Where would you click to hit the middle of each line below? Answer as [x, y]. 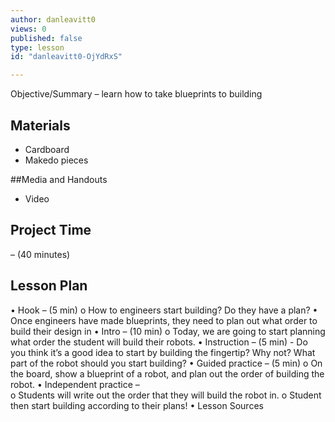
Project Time [51, 230]
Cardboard [47, 149]
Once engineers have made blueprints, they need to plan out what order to [164, 320]
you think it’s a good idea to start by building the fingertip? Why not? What [163, 352]
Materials [40, 125]
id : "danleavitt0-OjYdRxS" [66, 57]
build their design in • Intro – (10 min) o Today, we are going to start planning [168, 331]
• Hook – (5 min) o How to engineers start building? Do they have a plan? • [164, 310]
